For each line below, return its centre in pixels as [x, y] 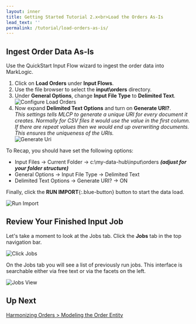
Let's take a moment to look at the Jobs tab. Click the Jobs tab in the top [94, 236]
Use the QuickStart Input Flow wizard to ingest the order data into [85, 66]
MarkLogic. [20, 72]
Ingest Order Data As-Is [50, 51]
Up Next [21, 301]
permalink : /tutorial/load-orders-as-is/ [57, 28]
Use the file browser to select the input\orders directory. [83, 90]
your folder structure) [42, 168]
